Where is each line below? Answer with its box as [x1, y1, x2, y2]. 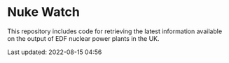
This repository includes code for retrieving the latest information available [7, 27, 223, 35]
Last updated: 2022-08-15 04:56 [7, 48, 102, 56]
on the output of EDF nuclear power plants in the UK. [7, 34, 160, 42]
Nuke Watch [7, 4, 81, 20]
